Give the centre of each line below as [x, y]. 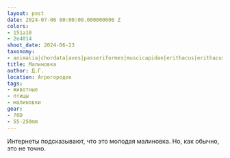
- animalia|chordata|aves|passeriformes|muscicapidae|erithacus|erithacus [116, 58]
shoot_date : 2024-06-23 [41, 45]
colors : [18, 26]
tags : [15, 83]
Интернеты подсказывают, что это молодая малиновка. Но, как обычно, [113, 141]
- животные [23, 90]
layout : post [26, 13]
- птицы [18, 96]
